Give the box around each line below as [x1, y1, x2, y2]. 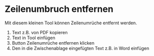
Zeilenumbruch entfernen [4, 3, 114, 15]
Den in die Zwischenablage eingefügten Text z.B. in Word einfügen [11, 45, 150, 51]
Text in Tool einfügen [11, 35, 55, 41]
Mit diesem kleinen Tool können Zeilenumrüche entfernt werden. [4, 20, 138, 26]
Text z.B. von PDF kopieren [11, 29, 68, 35]
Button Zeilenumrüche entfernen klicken [11, 40, 95, 46]
